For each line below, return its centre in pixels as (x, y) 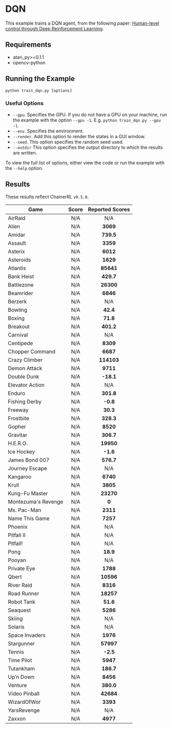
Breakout (19, 327)
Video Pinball (24, 694)
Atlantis (17, 268)
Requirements (28, 45)
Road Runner (24, 593)
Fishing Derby (25, 401)
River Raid (20, 585)
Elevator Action (26, 385)
